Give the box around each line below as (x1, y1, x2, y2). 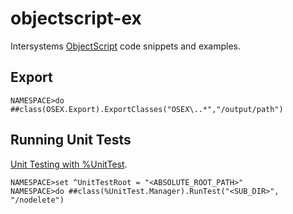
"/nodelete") (10, 195, 65, 205)
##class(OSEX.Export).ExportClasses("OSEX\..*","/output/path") (10, 104, 284, 114)
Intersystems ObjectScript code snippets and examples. (10, 40, 242, 52)
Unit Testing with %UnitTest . (10, 158, 128, 170)
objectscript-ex (10, 7, 142, 30)
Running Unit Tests (10, 132, 132, 149)
